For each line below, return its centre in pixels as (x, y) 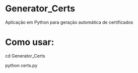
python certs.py (21, 65)
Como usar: (30, 42)
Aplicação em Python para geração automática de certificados (69, 22)
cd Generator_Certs (25, 56)
